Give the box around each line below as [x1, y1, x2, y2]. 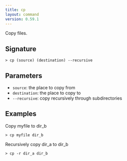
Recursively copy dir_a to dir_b [5, 141, 68, 147]
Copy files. [5, 30, 27, 36]
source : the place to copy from [12, 85, 75, 90]
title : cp [5, 7, 26, 12]
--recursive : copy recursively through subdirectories [12, 95, 122, 101]
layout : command [5, 12, 39, 17]
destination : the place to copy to [12, 90, 81, 96]
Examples [5, 110, 36, 118]
